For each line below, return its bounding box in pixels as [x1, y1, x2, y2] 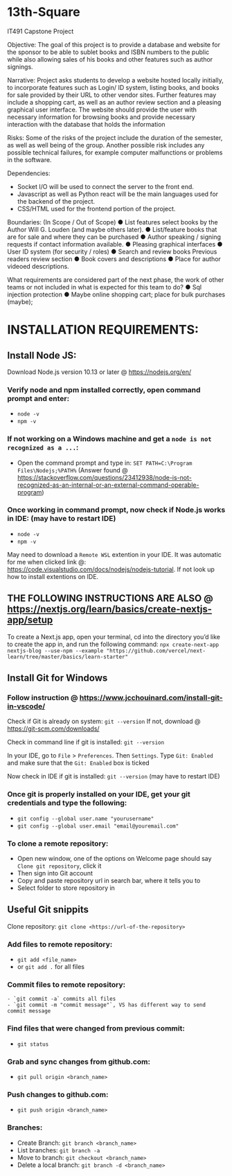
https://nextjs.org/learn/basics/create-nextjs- [7, 603, 213, 615]
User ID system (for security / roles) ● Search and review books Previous [7, 247, 217, 256]
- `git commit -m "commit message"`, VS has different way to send [7, 1001, 206, 1008]
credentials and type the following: [7, 798, 127, 808]
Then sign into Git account [17, 868, 93, 877]
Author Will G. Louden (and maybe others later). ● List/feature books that [7, 225, 217, 233]
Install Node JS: [7, 349, 77, 361]
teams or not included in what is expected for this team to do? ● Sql [7, 283, 202, 291]
